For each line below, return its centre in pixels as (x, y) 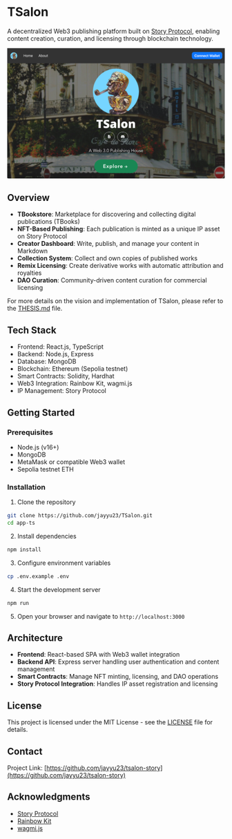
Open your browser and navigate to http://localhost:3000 (101, 616)
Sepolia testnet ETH (45, 469)
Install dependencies (47, 536)
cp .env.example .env (38, 576)
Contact (25, 751)
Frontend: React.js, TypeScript (60, 347)
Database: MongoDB (47, 361)
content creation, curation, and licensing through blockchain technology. (110, 38)
